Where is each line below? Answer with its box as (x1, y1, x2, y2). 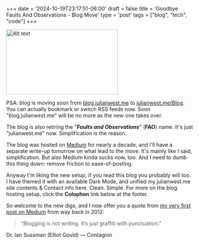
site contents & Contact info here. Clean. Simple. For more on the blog (6, 184, 178, 191)
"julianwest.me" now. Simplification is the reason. (6, 130, 127, 137)
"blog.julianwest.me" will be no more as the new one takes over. (6, 112, 163, 119)
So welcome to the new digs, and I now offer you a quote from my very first (6, 202, 191, 209)
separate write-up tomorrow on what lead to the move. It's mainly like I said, (6, 148, 192, 154)
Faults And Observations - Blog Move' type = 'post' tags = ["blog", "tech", (6, 11, 187, 18)
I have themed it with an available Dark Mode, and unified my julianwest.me (6, 178, 191, 185)
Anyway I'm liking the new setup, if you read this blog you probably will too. (6, 172, 191, 179)
